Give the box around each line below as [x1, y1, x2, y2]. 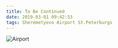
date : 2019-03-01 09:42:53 [6, 14, 73, 20]
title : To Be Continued [6, 8, 65, 15]
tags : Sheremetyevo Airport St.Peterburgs [6, 19, 113, 25]
